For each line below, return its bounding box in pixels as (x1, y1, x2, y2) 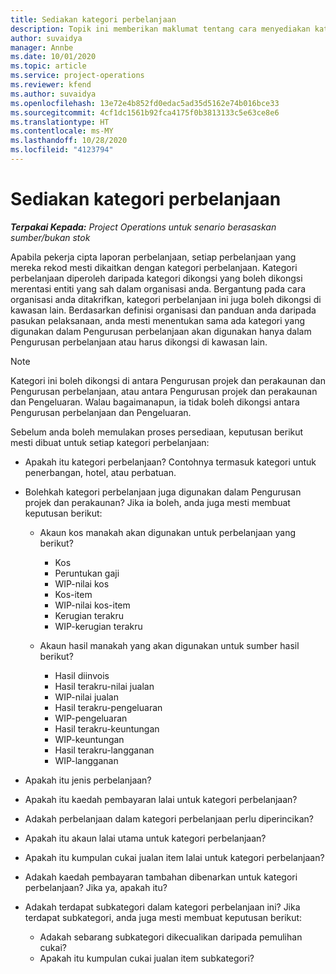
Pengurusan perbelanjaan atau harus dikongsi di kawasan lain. (10, 336, 268, 348)
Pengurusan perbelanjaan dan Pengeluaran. (10, 406, 192, 418)
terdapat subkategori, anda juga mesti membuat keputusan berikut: (24, 911, 303, 923)
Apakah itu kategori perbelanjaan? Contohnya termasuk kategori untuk (24, 456, 317, 468)
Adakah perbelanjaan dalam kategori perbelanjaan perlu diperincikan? (24, 812, 314, 825)
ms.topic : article (10, 61, 87, 71)
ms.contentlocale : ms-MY (10, 126, 114, 136)
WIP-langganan (54, 754, 119, 766)
